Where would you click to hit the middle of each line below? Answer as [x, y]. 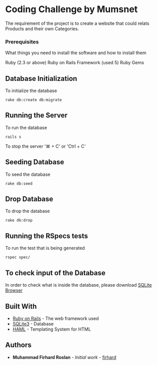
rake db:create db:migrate [34, 100]
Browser [14, 290]
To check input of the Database [56, 273]
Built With [21, 306]
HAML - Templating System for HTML [52, 329]
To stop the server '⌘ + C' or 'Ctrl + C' [45, 146]
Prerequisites [22, 41]
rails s [13, 137]
